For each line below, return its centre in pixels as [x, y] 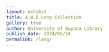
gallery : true [24, 23]
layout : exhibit [26, 12]
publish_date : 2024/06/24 [38, 34]
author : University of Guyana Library [54, 28]
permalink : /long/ [29, 39]
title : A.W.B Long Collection [44, 17]
